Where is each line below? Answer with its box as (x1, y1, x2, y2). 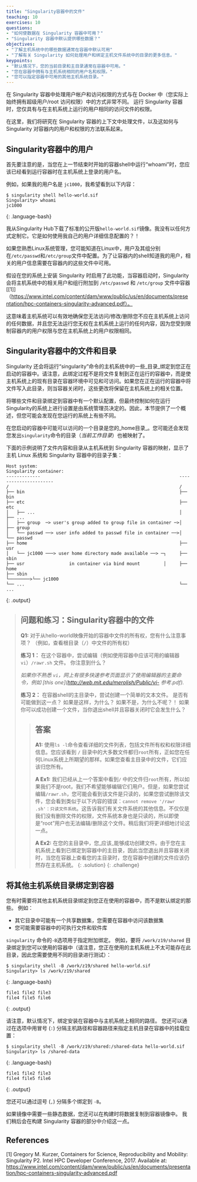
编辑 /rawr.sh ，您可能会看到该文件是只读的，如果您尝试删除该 (35, 790, 185, 798)
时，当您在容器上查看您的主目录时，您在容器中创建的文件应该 (35, 854, 185, 861)
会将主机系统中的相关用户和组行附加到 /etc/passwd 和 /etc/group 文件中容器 (6, 279, 191, 286)
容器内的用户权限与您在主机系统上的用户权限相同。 (11, 327, 135, 334)
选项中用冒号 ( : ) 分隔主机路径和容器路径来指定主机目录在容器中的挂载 (16, 1025, 185, 1032)
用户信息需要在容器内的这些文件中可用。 (16, 259, 114, 266)
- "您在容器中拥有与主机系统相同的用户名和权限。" (6, 69, 113, 74)
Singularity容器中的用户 (6, 144, 94, 154)
